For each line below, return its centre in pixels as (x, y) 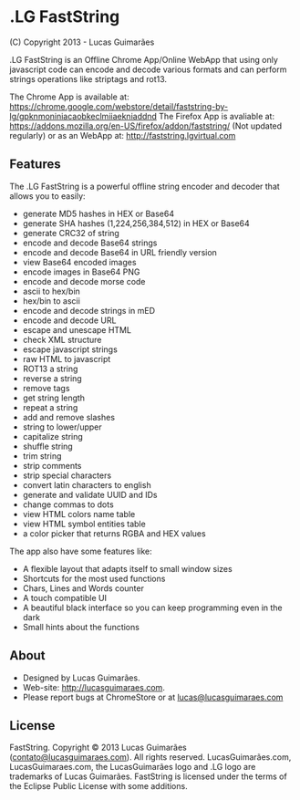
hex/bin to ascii (51, 301)
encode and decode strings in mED (89, 310)
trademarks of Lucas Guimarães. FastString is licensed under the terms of (148, 776)
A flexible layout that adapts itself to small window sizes (127, 568)
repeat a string (50, 407)
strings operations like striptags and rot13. (88, 78)
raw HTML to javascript (67, 358)
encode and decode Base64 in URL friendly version (119, 252)
